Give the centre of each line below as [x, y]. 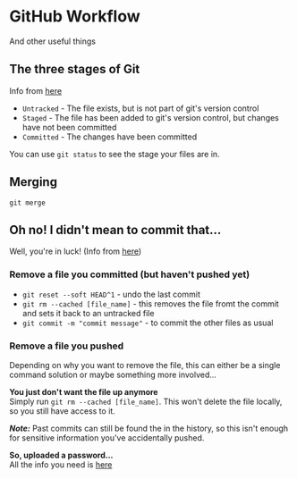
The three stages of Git [75, 69]
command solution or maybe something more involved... [113, 374]
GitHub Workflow [75, 17]
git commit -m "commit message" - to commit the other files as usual [148, 323]
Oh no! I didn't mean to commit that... [115, 230]
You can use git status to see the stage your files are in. [115, 154]
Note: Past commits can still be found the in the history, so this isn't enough [149, 428]
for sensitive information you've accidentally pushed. [107, 437]
